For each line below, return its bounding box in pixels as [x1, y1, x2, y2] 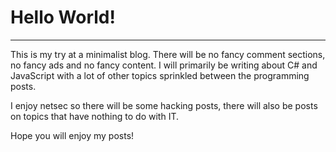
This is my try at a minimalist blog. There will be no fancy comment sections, [10, 48, 326, 60]
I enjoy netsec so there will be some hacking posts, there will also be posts [10, 99, 318, 111]
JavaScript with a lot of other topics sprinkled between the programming [10, 69, 310, 81]
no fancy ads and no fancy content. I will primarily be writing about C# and [10, 59, 318, 71]
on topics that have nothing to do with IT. [10, 110, 179, 122]
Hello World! [10, 6, 116, 29]
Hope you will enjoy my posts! [10, 129, 135, 141]
